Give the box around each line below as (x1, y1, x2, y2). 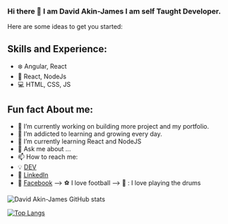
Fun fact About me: (7, 103, 94, 115)
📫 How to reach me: (17, 152, 78, 161)
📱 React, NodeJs (17, 72, 67, 81)
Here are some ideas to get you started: (7, 23, 124, 31)
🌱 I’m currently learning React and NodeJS (17, 137, 142, 146)
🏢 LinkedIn (17, 170, 49, 179)
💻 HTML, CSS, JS (17, 81, 71, 89)
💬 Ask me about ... (17, 144, 71, 153)
